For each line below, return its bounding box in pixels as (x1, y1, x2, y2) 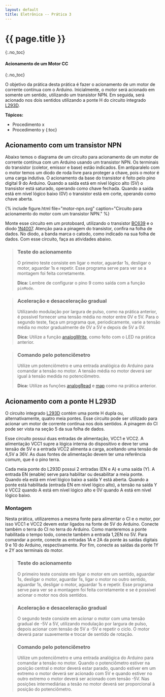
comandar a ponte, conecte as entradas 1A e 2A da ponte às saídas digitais (5, 537, 158, 543)
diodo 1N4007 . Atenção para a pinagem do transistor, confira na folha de (5, 226, 153, 232)
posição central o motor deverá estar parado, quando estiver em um (17, 665, 156, 671)
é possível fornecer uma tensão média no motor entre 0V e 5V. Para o (17, 314, 159, 320)
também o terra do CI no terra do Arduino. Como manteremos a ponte (5, 527, 147, 533)
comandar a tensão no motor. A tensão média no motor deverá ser (17, 368, 152, 374)
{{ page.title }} (5, 33, 66, 44)
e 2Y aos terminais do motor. (5, 547, 64, 553)
